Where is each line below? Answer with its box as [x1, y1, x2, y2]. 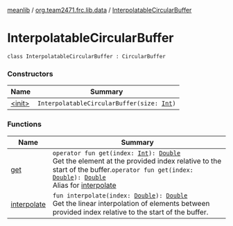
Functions [7, 119, 42, 129]
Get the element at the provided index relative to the [52, 156, 222, 166]
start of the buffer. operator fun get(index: [52, 164, 194, 174]
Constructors [7, 69, 53, 78]
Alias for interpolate [52, 180, 116, 190]
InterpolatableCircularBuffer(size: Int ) [37, 100, 176, 107]
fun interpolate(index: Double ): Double [52, 191, 188, 200]
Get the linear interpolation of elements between [52, 198, 210, 208]
